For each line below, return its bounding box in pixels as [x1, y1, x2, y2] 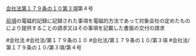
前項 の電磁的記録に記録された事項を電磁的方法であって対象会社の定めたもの [6, 17, 191, 24]
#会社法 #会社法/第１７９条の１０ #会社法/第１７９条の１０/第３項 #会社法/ [6, 37, 190, 43]
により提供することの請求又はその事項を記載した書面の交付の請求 [6, 25, 165, 31]
